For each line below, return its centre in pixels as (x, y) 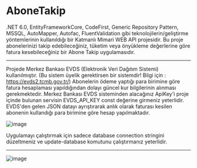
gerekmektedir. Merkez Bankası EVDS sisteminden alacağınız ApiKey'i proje (97, 94)
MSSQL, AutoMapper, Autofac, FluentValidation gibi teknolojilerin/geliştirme (97, 33)
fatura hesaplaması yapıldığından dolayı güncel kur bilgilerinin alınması (91, 88)
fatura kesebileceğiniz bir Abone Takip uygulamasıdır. (71, 52)
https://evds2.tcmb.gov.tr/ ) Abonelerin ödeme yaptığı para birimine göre (93, 81)
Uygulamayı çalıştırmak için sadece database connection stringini (85, 135)
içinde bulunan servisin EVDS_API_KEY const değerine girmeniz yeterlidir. (95, 100)
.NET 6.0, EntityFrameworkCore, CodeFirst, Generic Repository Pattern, (92, 27)
